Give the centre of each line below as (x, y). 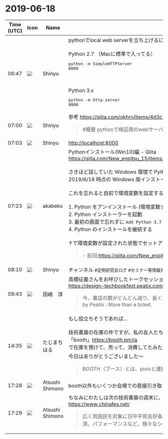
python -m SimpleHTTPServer (100, 64)
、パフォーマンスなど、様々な (122, 424)
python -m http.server (94, 100)
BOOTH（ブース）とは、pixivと (119, 369)
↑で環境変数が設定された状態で (105, 243)
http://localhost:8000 (93, 143)
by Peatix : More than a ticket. (117, 304)
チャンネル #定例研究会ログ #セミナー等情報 (114, 270)
